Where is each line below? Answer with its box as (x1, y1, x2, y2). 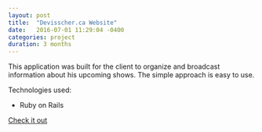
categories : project (8, 33, 76, 41)
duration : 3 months (8, 41, 72, 48)
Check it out (8, 116, 48, 125)
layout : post (8, 11, 51, 20)
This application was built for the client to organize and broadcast (8, 62, 220, 71)
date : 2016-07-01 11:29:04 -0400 (8, 26, 125, 34)
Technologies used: (8, 85, 72, 95)
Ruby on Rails (19, 101, 64, 110)
